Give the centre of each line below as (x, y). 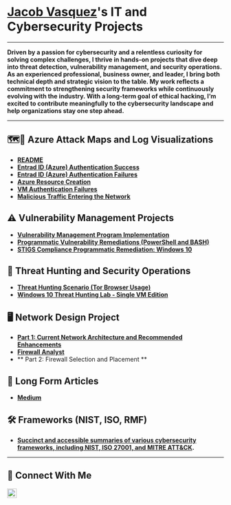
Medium (29, 398)
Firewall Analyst (41, 352)
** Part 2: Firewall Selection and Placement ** (82, 360)
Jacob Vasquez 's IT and (77, 12)
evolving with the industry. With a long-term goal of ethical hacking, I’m (112, 96)
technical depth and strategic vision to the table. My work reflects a (106, 81)
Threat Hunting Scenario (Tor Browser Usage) (84, 287)
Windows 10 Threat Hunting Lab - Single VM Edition (92, 295)
